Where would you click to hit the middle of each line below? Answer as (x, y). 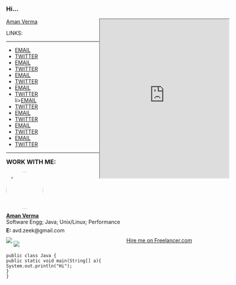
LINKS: (14, 33)
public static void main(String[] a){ (54, 261)
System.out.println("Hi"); (39, 266)
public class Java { (32, 255)
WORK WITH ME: (31, 162)
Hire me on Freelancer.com (159, 240)
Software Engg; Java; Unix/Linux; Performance (63, 222)
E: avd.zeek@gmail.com (35, 230)
